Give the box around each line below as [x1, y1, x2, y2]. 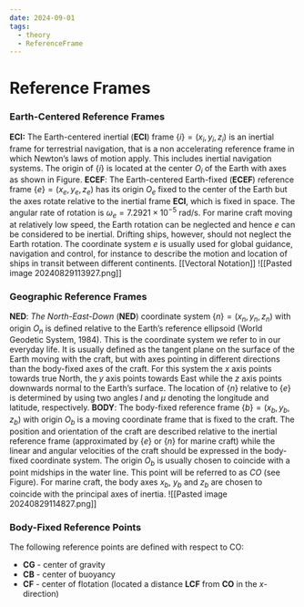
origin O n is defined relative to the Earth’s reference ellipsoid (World [9, 323, 263, 335]
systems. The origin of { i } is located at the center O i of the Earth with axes [9, 162, 287, 176]
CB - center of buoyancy [22, 569, 116, 580]
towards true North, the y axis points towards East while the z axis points [9, 373, 282, 384]
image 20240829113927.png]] [9, 267, 122, 278]
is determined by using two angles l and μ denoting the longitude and [9, 393, 269, 404]
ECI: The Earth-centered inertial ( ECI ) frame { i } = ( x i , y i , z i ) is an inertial [9, 131, 275, 144]
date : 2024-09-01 [9, 13, 76, 23]
